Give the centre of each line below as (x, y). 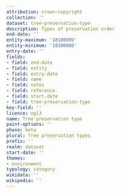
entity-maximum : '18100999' (42, 40)
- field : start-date (32, 96)
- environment (24, 164)
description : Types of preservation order (60, 29)
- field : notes (25, 85)
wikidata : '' (23, 175)
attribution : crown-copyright (44, 12)
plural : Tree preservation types (48, 136)
